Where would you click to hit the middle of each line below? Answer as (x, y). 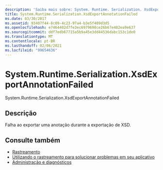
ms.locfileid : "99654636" (31, 50)
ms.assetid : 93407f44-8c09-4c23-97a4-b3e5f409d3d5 (57, 23)
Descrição (21, 113)
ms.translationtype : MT (29, 37)
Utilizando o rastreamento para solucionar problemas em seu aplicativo (83, 157)
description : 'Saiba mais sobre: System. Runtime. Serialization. (73, 9)
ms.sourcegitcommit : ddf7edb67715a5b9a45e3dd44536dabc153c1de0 (70, 32)
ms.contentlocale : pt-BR (30, 41)
